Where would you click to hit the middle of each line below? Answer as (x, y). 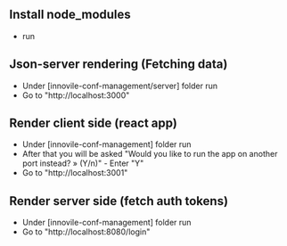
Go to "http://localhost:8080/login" (86, 232)
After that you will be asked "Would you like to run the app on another (150, 154)
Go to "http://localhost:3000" (76, 95)
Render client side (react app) (94, 123)
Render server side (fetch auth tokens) (119, 201)
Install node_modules (70, 15)
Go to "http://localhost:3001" (75, 173)
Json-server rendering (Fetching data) (119, 65)
